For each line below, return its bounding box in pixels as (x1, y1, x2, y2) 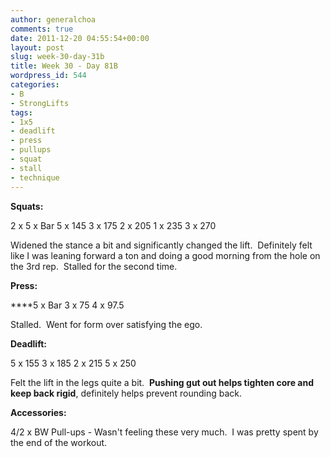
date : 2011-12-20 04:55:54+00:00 (10, 33, 150, 43)
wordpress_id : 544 (10, 71, 87, 81)
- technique (10, 172, 60, 183)
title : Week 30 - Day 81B (10, 61, 118, 71)
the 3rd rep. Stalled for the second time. (10, 260, 178, 272)
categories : (10, 80, 60, 90)
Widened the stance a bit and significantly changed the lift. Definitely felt (10, 239, 313, 251)
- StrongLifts (10, 98, 70, 108)
